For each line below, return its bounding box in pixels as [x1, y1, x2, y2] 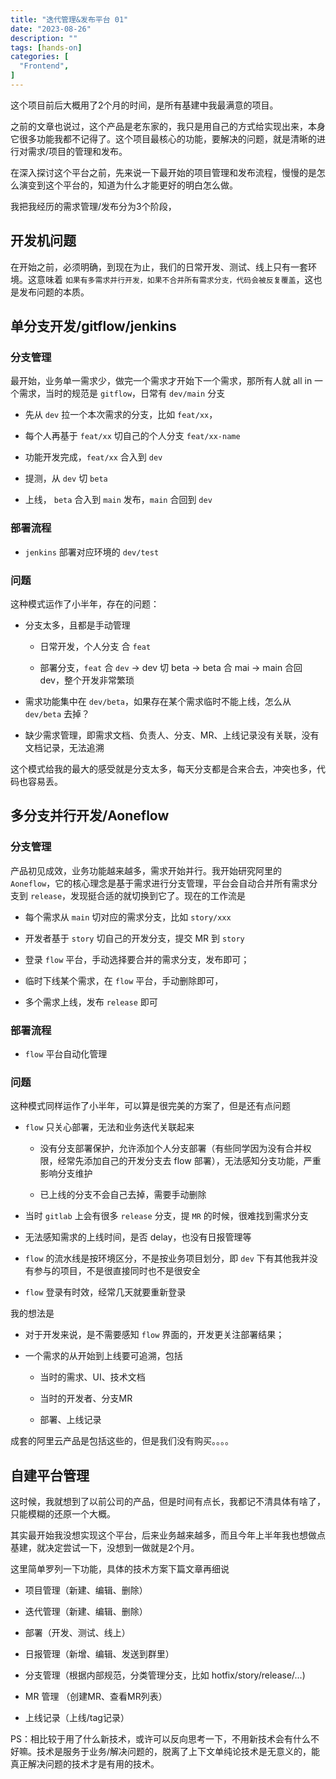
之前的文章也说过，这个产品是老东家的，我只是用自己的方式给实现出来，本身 [10, 120, 326, 132]
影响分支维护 [39, 1167, 93, 1180]
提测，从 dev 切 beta [24, 472, 108, 485]
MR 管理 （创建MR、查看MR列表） [24, 1691, 168, 1703]
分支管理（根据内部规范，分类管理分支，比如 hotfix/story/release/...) [24, 1669, 306, 1681]
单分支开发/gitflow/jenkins [10, 318, 177, 335]
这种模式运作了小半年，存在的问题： [10, 597, 160, 610]
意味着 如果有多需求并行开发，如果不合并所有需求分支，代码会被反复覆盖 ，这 [36, 273, 314, 285]
